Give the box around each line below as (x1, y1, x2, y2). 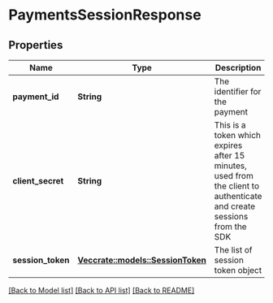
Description (214, 63, 262, 73)
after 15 (214, 150, 245, 161)
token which (214, 130, 262, 141)
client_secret (12, 175, 64, 186)
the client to (214, 180, 260, 192)
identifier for (214, 86, 262, 97)
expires (214, 140, 243, 151)
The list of (214, 245, 253, 255)
